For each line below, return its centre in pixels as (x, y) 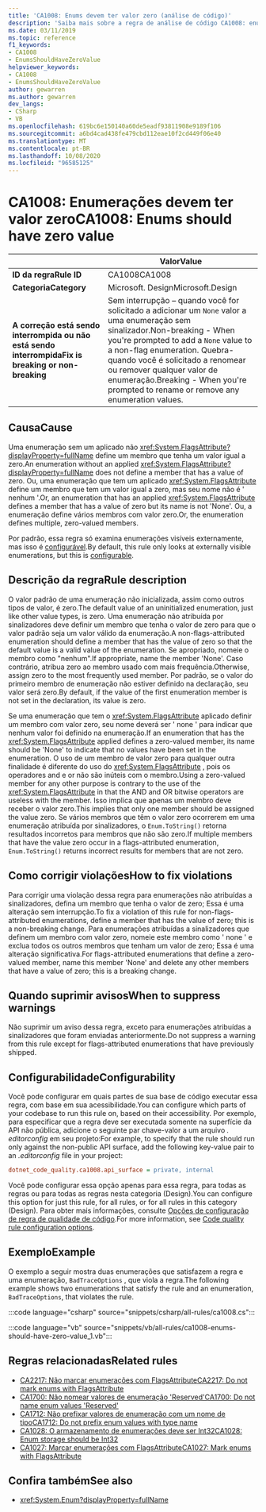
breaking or (34, 365)
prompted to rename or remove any (174, 390)
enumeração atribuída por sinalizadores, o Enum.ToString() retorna (118, 825)
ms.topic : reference (42, 38)
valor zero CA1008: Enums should (120, 219)
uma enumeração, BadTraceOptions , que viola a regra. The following (119, 1279)
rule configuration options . (51, 1227)
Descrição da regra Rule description (98, 580)
